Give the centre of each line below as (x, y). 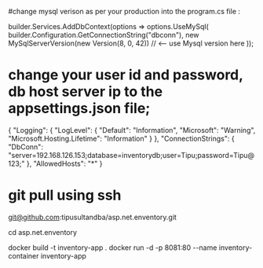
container (24, 255)
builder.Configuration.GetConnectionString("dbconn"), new (104, 35)
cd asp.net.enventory (42, 232)
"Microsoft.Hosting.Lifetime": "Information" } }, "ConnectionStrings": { (121, 138)
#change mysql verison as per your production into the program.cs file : (124, 11)
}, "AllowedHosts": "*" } (64, 163)
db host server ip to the (86, 92)
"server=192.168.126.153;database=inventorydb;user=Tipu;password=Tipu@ (131, 155)
